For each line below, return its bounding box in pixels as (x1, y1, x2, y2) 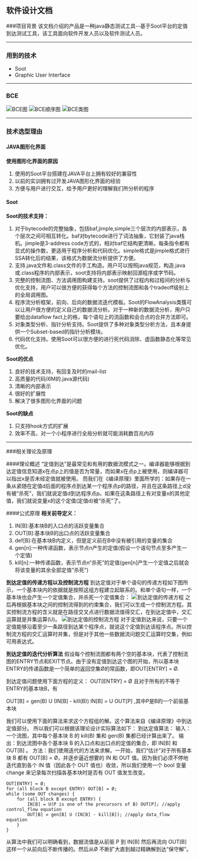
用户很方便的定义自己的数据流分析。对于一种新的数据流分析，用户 (25, 306, 186, 313)
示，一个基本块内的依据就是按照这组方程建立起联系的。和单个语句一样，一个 (6, 586, 192, 593)
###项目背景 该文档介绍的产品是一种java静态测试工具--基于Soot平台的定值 (6, 22, 188, 29)
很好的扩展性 (14, 390, 46, 397)
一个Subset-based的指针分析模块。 (19, 328, 106, 335)
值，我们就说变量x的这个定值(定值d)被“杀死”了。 (6, 497, 124, 504)
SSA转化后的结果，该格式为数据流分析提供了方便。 (14, 254, 139, 261)
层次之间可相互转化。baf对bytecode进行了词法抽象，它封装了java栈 (19, 232, 185, 239)
